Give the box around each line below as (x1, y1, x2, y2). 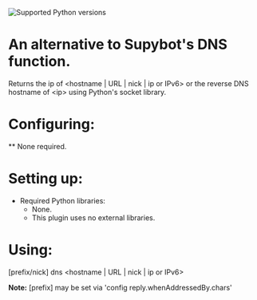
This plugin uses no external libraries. (31, 212, 156, 223)
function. (8, 53, 71, 71)
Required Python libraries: (19, 195, 106, 205)
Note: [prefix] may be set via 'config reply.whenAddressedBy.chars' (8, 282, 233, 292)
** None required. (8, 141, 67, 151)
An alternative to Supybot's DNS (8, 36, 227, 53)
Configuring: (8, 116, 95, 133)
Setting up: (8, 170, 83, 187)
